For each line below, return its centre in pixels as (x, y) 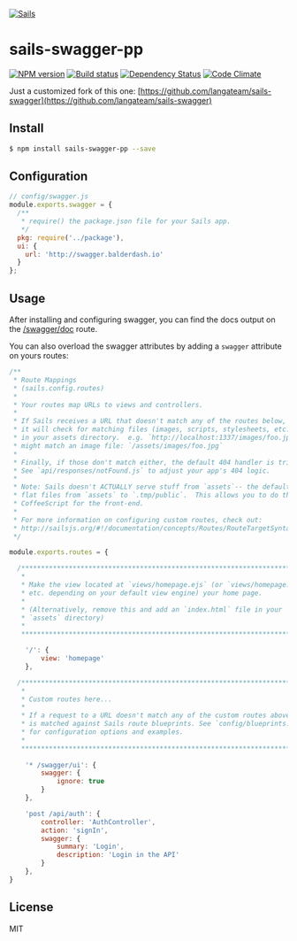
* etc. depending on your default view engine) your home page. (142, 593)
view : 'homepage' (72, 659)
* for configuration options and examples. (102, 732)
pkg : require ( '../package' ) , (71, 238)
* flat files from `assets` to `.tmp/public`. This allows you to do (145, 496)
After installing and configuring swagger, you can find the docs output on (142, 320)
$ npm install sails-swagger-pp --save (83, 149)
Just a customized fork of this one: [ (75, 91)
